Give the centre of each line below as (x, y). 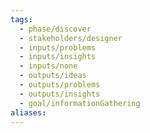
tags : (21, 19)
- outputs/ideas (53, 76)
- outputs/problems (60, 85)
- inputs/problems (58, 47)
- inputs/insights (58, 57)
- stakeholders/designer (71, 38)
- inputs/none (48, 66)
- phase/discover (55, 29)
